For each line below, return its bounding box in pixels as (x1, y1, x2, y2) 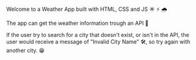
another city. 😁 (6, 47, 45, 54)
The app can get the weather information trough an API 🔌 (6, 19, 149, 27)
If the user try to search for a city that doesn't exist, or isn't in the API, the (6, 32, 189, 38)
